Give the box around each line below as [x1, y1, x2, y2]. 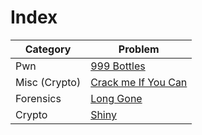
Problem [118, 42, 160, 56]
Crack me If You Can [90, 75, 188, 89]
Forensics [15, 91, 62, 105]
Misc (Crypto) [15, 75, 82, 89]
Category [24, 42, 72, 56]
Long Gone [90, 91, 143, 105]
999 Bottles [90, 59, 146, 73]
